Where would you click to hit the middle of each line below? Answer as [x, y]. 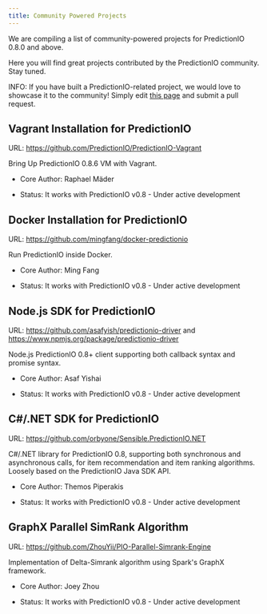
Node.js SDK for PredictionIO [82, 311]
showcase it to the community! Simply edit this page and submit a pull [124, 95]
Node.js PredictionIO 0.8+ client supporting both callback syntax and [122, 354]
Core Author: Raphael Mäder [67, 179]
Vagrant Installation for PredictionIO [100, 129]
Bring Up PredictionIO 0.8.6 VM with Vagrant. [83, 164]
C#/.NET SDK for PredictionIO [84, 419]
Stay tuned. [27, 71]
